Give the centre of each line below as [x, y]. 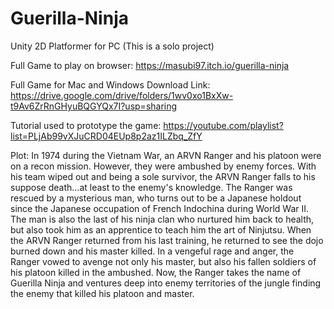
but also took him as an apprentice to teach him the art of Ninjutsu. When [161, 229]
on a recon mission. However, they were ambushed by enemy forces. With [163, 166]
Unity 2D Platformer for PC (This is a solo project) [112, 46]
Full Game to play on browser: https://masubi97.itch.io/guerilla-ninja [150, 65]
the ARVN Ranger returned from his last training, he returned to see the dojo [167, 240]
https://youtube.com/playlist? [223, 125]
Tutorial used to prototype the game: [86, 125]
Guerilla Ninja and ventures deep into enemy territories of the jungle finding [166, 283]
